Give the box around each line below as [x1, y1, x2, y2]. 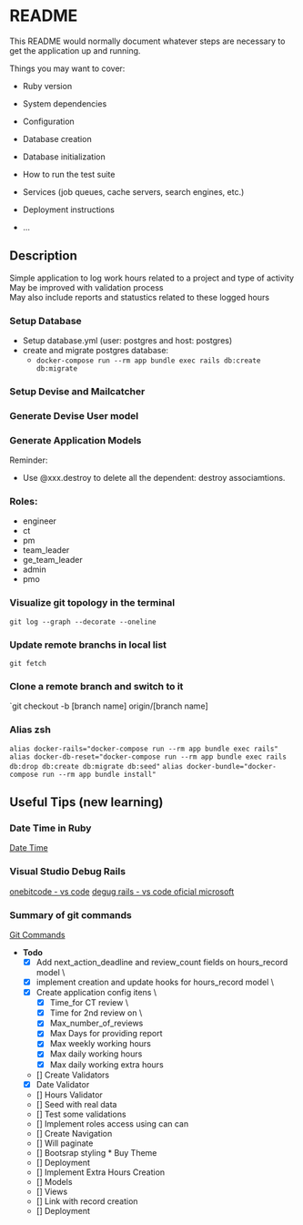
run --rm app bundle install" [42, 770, 157, 779]
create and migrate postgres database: [22, 345, 169, 356]
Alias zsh [9, 723, 52, 736]
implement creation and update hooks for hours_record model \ [35, 976, 275, 988]
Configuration [22, 116, 75, 127]
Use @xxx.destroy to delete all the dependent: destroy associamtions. [22, 473, 286, 484]
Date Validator [35, 1078, 90, 1089]
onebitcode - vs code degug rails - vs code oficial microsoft [9, 885, 235, 897]
